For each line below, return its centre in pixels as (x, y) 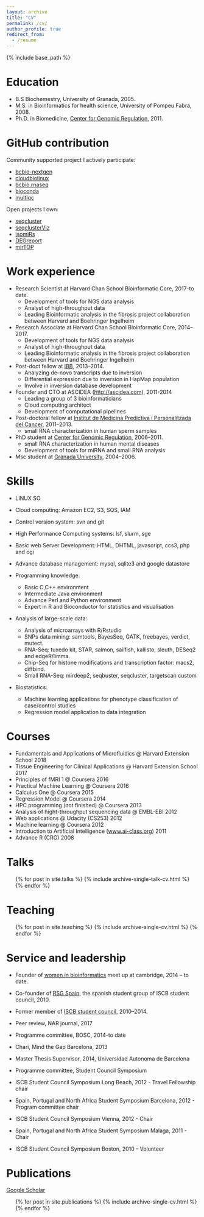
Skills (20, 481)
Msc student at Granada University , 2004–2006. (76, 457)
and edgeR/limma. (47, 656)
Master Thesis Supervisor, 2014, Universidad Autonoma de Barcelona (102, 1058)
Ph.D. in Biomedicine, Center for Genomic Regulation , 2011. (89, 118)
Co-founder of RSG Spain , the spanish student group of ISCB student (102, 993)
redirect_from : (26, 35)
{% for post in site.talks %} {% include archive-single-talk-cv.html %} (102, 879)
